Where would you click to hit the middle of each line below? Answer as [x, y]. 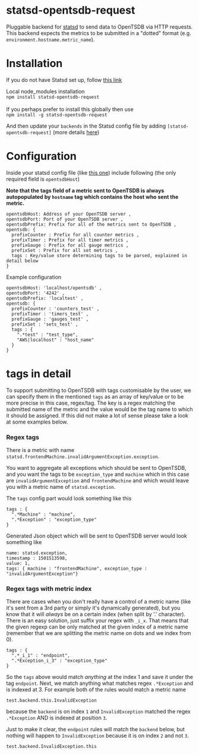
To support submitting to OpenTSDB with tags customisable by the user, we [99, 390]
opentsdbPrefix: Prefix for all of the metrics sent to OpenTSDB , [91, 224]
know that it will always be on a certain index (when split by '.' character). [96, 614]
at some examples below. [37, 422]
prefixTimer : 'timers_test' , [50, 314]
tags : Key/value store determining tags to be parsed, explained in [99, 255]
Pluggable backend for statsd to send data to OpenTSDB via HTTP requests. [99, 27]
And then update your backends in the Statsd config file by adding [86, 126]
